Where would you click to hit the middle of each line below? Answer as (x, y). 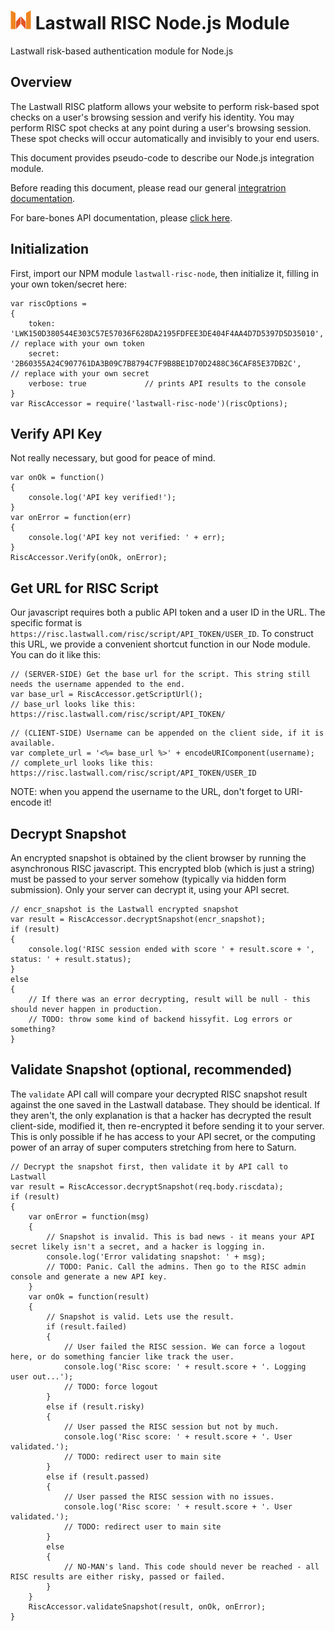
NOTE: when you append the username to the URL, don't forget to (146, 792)
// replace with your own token (77, 343)
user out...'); (42, 1376)
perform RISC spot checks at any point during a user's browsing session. (161, 127)
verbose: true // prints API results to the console (167, 383)
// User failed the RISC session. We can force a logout (185, 1346)
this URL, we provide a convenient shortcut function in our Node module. (160, 644)
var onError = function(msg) (89, 1216)
